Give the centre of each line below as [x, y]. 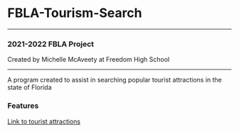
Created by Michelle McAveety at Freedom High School [89, 60]
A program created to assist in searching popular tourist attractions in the [115, 80]
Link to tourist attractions [44, 121]
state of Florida [30, 87]
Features [23, 106]
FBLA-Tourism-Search [75, 13]
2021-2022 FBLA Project [51, 44]
